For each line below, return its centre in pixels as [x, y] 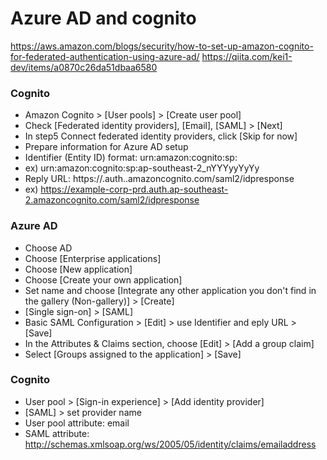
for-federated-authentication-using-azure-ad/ [105, 56]
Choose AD [48, 248]
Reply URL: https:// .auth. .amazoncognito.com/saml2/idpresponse [159, 179]
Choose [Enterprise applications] [93, 258]
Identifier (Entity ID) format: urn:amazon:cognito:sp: [131, 158]
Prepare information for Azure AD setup [106, 147]
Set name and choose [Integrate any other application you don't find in [170, 290]
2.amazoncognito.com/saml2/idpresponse [112, 200]
